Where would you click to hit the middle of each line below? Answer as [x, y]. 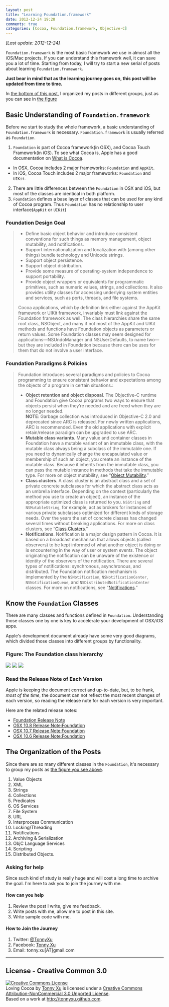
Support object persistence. [54, 260]
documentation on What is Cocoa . [48, 158]
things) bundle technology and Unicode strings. [75, 255]
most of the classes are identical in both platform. [64, 193]
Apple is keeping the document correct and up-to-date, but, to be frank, [80, 690]
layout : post [19, 10]
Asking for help [25, 867]
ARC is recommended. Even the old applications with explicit [88, 427]
